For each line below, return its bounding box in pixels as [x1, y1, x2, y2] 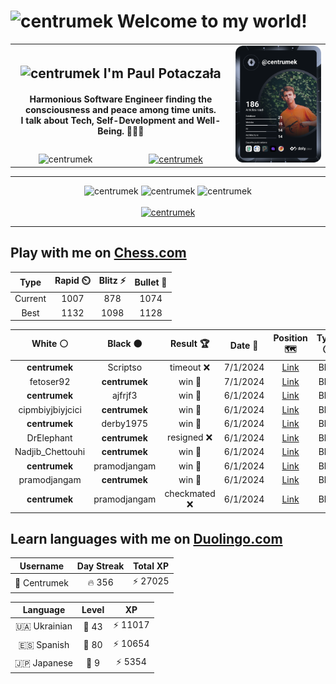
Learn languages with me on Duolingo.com [10, 530, 283, 547]
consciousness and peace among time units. [25, 104, 217, 116]
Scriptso [107, 361, 143, 374]
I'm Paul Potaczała [103, 65, 222, 82]
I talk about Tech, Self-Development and [20, 115, 195, 127]
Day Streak [76, 560, 125, 572]
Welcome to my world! [116, 10, 308, 33]
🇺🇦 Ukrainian [14, 620, 73, 632]
